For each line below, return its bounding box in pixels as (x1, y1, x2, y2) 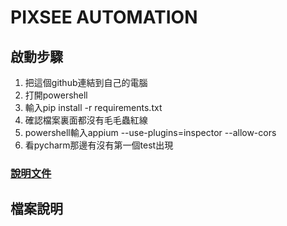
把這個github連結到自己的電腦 (24, 77, 148, 88)
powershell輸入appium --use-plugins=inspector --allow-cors (24, 127, 277, 138)
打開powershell (24, 89, 88, 101)
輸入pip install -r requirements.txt (24, 102, 163, 113)
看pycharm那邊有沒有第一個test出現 (24, 139, 174, 151)
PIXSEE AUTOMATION (10, 6, 198, 29)
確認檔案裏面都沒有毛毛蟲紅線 (24, 114, 148, 126)
